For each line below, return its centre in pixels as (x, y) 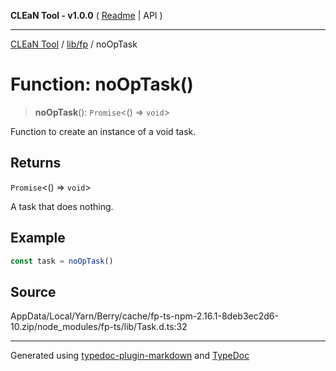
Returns (36, 163)
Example (38, 238)
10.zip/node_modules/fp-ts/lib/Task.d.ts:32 (99, 327)
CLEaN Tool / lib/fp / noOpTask (74, 44)
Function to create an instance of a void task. (103, 131)
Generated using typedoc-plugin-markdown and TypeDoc (130, 356)
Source (33, 291)
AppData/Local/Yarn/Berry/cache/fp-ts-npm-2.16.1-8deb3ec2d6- (144, 316)
